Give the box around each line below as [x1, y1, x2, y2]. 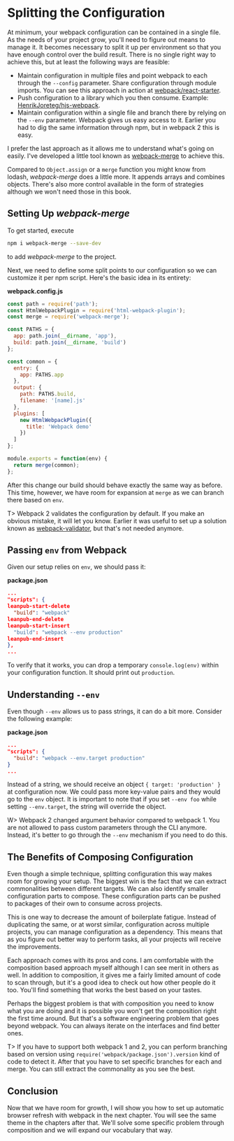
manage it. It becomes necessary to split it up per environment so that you [7, 43, 221, 51]
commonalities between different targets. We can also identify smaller [7, 885, 209, 893]
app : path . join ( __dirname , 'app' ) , [13, 333, 117, 340]
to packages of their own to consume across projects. [7, 899, 163, 908]
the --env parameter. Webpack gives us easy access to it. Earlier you [17, 115, 217, 124]
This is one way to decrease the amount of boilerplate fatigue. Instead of [7, 913, 217, 922]
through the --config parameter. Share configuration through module [17, 78, 217, 87]
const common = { [7, 358, 58, 365]
